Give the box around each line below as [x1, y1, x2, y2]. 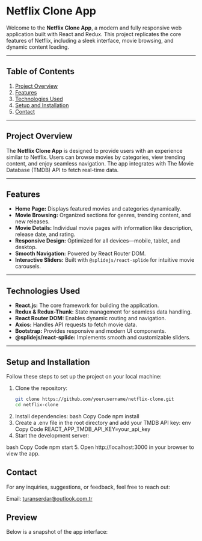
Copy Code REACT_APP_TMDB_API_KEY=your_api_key [14, 425, 151, 433]
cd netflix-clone [14, 401, 59, 407]
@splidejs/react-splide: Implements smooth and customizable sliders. [14, 334, 191, 341]
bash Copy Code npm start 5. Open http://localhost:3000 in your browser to [6, 444, 194, 451]
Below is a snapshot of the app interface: [6, 528, 108, 536]
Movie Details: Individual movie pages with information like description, [14, 224, 193, 232]
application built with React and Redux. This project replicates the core [6, 30, 182, 37]
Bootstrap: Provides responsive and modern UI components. [14, 327, 167, 335]
